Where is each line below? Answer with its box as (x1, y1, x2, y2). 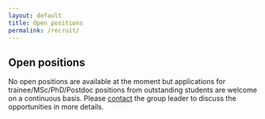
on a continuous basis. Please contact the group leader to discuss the (8, 94, 236, 103)
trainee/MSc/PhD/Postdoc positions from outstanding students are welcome (8, 85, 258, 95)
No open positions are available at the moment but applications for (8, 77, 226, 86)
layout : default (8, 11, 62, 20)
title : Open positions (8, 19, 83, 27)
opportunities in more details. (8, 102, 105, 112)
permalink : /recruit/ (8, 26, 80, 34)
